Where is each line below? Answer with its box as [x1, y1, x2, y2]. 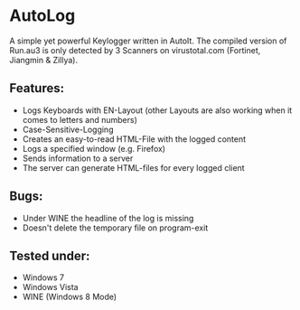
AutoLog [9, 5, 76, 26]
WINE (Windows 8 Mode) [22, 291, 117, 303]
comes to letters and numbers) [22, 114, 138, 125]
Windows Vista [22, 282, 79, 293]
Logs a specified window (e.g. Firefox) [22, 143, 165, 154]
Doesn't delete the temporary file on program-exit [22, 222, 209, 233]
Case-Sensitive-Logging [22, 124, 114, 135]
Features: [9, 80, 65, 96]
